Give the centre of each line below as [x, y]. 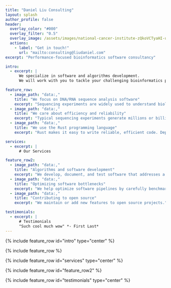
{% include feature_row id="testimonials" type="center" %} [68, 280]
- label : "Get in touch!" [42, 48]
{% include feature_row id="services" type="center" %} [64, 261]
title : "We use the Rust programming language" [66, 128]
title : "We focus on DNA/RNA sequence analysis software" [77, 99]
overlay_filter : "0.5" [34, 34]
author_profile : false [29, 19]
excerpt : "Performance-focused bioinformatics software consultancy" [81, 57]
